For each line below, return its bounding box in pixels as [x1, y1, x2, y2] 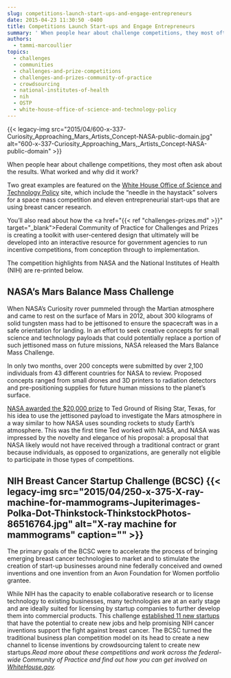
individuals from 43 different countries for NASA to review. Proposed [7, 369, 201, 377]
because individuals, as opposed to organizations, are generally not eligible [7, 448, 221, 456]
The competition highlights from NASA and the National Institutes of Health [7, 259, 220, 267]
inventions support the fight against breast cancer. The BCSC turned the [7, 626, 212, 635]
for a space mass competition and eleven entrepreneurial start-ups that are [7, 195, 220, 204]
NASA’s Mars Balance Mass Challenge [7, 286, 174, 298]
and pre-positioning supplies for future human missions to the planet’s [7, 383, 206, 392]
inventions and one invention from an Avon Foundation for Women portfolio [7, 569, 220, 578]
